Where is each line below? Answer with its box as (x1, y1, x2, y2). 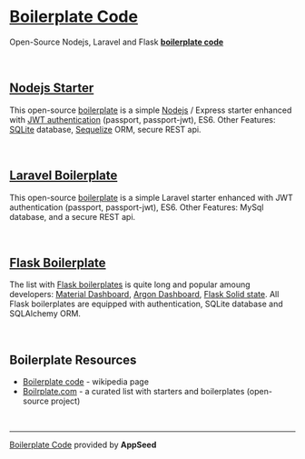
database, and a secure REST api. (9, 211, 136, 222)
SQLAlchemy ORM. (9, 308, 82, 319)
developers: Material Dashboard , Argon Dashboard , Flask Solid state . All (9, 289, 280, 300)
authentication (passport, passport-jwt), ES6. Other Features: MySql (9, 202, 264, 213)
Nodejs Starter (9, 80, 94, 96)
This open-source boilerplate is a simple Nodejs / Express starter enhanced (9, 105, 292, 115)
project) (50, 395, 81, 406)
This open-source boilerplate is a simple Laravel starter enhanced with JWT (9, 192, 293, 203)
